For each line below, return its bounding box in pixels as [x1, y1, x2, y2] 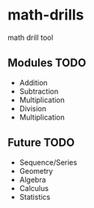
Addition [19, 77, 48, 87]
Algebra [19, 175, 46, 184]
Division [19, 103, 46, 113]
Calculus [19, 183, 49, 193]
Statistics [19, 192, 51, 201]
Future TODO [7, 136, 75, 149]
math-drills [7, 6, 84, 24]
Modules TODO [7, 56, 87, 70]
